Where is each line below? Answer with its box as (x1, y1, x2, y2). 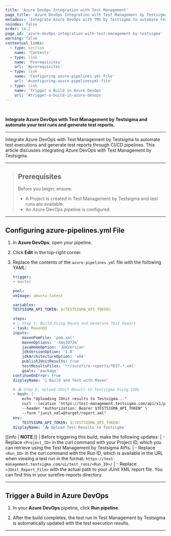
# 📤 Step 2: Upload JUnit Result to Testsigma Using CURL (12, 387, 140, 392)
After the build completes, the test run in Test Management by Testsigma (12, 515, 165, 521)
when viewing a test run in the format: (5, 456, 85, 462)
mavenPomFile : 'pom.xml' (22, 335, 75, 340)
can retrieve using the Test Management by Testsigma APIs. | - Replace (5, 445, 155, 451)
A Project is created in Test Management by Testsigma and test (25, 195, 158, 202)
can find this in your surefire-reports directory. (5, 472, 103, 478)
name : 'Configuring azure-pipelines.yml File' (14, 74, 115, 79)
